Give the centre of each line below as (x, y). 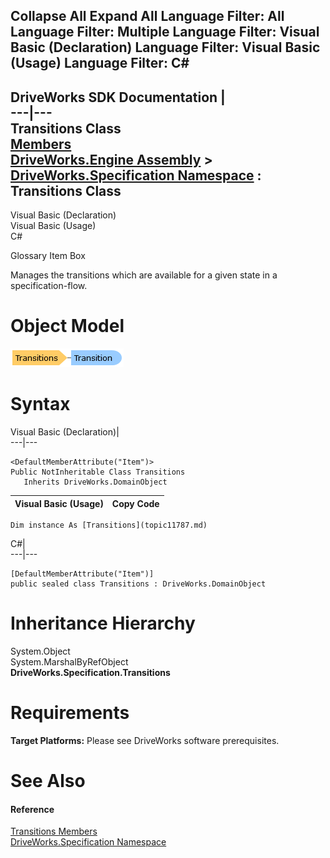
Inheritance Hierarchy (103, 623)
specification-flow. (49, 286)
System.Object (40, 651)
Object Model (67, 326)
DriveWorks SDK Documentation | (118, 97)
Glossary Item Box (48, 256)
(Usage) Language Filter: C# (100, 63)
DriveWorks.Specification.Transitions (90, 673)
